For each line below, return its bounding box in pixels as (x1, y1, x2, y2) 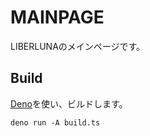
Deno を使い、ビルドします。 (10, 97, 128, 110)
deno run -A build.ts (10, 117, 101, 128)
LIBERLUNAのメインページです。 (10, 40, 146, 52)
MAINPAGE (10, 6, 105, 29)
